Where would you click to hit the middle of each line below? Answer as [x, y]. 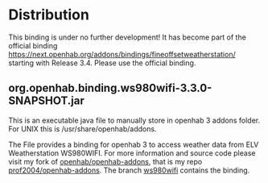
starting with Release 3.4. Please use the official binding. [102, 63]
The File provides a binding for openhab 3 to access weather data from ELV [134, 144]
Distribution [49, 15]
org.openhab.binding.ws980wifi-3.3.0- [110, 88]
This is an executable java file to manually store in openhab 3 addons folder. [134, 120]
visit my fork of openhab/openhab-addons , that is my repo [105, 161]
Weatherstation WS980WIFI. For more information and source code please [132, 153]
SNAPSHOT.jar [46, 101]
